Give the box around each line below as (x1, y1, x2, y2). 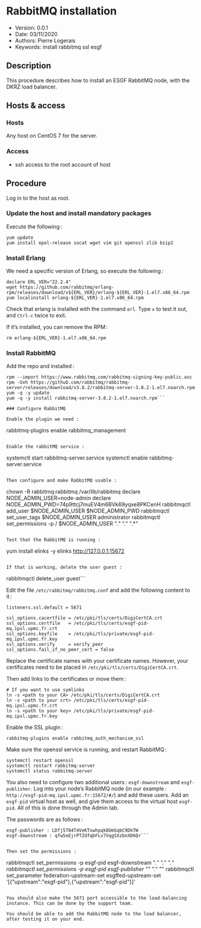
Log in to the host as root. (6, 194, 70, 201)
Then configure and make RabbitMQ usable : (6, 478, 117, 484)
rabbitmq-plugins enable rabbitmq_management (6, 427, 126, 434)
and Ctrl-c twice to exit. (6, 312, 67, 319)
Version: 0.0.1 (14, 24, 48, 31)
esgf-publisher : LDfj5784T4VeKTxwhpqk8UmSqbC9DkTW (6, 828, 138, 834)
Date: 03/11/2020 (14, 30, 58, 37)
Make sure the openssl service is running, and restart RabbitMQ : (6, 746, 167, 753)
